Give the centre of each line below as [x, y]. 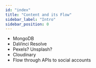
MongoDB [23, 39]
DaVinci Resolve [30, 44]
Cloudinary [24, 55]
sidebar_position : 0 [27, 24]
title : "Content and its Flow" [39, 15]
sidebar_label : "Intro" [31, 19]
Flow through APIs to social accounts [52, 60]
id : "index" [18, 10]
